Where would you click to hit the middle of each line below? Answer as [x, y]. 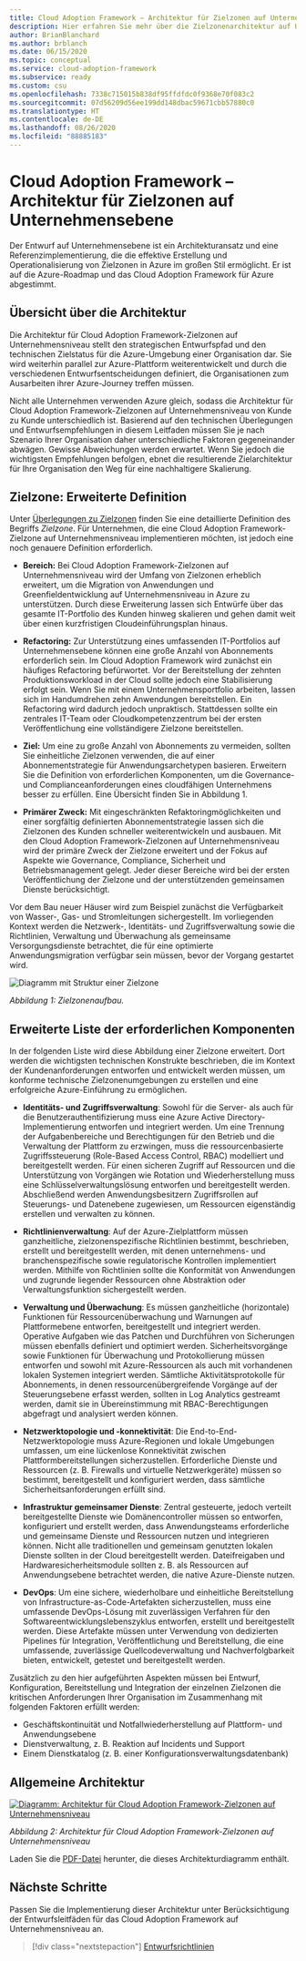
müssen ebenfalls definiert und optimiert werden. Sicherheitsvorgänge [155, 1346]
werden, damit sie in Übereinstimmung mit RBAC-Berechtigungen [145, 1404]
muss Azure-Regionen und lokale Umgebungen [186, 1441]
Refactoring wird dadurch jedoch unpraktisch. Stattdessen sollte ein [150, 709]
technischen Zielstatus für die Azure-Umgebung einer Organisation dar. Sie [151, 354]
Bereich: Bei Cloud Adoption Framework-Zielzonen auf [126, 566]
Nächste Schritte [58, 1888]
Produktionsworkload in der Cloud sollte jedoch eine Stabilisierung [148, 680]
